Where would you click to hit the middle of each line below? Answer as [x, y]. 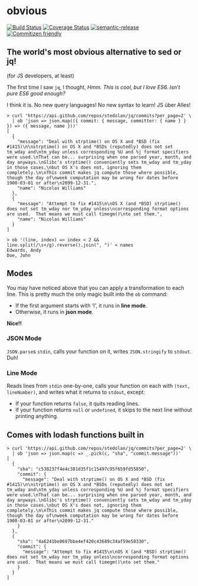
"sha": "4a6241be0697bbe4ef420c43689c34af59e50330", [83, 541]
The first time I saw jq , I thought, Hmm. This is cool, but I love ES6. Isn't [93, 87]
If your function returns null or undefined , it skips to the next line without [103, 410]
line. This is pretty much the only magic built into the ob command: [87, 294]
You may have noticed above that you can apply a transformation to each [95, 287]
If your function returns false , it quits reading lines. [77, 404]
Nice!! [14, 323]
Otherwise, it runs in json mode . [54, 312]
